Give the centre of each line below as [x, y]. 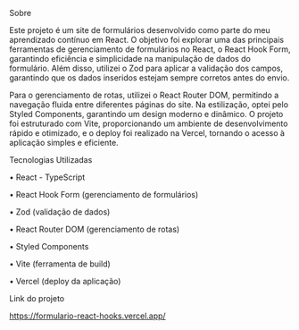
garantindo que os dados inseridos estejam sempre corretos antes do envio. [149, 78]
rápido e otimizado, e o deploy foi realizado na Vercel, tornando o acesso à [147, 133]
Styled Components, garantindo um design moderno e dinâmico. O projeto [146, 114]
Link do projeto [37, 298]
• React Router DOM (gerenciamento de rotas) [95, 229]
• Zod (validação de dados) [60, 212]
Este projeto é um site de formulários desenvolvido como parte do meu [140, 30]
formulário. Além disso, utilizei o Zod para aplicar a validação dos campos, [146, 68]
